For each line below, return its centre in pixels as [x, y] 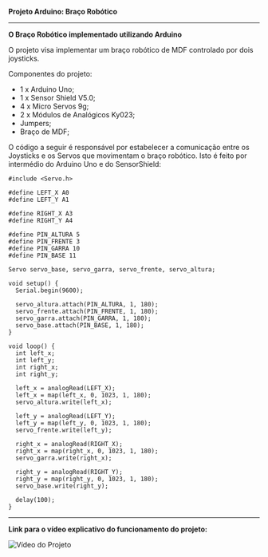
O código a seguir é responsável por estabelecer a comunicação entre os [129, 147]
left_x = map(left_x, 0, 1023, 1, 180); [83, 395]
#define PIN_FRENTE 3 [44, 242]
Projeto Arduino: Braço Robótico [63, 12]
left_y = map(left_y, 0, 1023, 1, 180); [83, 423]
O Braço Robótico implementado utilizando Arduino [95, 34]
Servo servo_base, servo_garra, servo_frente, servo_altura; [112, 270]
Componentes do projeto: [50, 74]
